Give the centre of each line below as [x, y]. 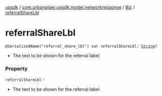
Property [16, 68]
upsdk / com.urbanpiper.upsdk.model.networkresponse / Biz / [70, 7]
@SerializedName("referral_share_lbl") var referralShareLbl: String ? [81, 46]
